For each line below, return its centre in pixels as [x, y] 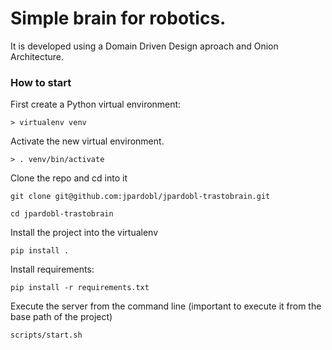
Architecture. [37, 56]
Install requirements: [52, 269]
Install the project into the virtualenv [84, 233]
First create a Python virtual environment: [96, 104]
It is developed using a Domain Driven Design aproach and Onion [144, 46]
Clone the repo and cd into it [69, 178]
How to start [41, 82]
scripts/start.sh [46, 335]
